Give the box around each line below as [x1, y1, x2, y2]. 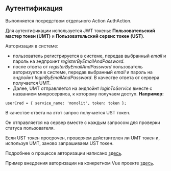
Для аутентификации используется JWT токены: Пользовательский [5, 28, 155, 34]
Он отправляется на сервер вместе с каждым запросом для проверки [5, 119, 160, 126]
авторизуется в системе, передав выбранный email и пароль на [12, 69, 153, 75]
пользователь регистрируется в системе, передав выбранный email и [12, 53, 166, 59]
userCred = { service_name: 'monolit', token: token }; [5, 101, 127, 106]
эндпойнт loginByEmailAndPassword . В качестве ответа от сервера [12, 74, 160, 81]
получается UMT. [12, 80, 51, 86]
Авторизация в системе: [5, 43, 59, 49]
